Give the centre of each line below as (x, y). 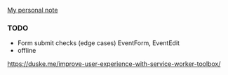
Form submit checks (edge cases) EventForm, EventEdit (99, 43)
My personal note (33, 10)
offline (27, 51)
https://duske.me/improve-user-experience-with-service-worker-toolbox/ (114, 64)
